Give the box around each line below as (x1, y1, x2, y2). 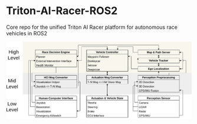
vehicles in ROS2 (6, 29, 48, 36)
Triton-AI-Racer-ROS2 (6, 4, 118, 18)
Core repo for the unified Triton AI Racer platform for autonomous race (6, 24, 178, 31)
